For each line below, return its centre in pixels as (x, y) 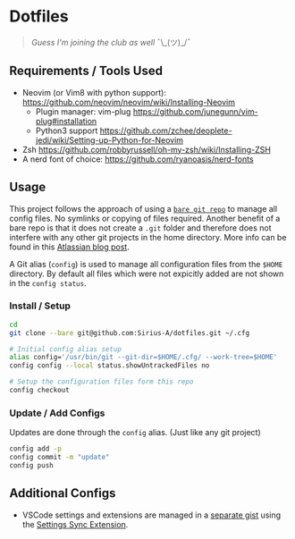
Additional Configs (63, 493)
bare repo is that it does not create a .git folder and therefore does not (140, 227)
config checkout (39, 391)
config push (31, 466)
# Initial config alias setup (66, 349)
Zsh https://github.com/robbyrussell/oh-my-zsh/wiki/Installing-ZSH (146, 149)
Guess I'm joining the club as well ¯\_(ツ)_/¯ (111, 42)
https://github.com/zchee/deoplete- (166, 131)
